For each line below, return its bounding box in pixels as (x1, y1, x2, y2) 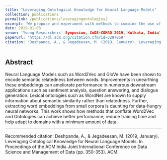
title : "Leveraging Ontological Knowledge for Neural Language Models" (5, 7, 157, 12)
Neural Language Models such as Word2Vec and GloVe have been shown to (5, 71, 162, 77)
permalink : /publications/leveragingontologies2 (5, 16, 108, 21)
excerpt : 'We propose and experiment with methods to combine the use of (5, 21, 162, 26)
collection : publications (5, 12, 59, 17)
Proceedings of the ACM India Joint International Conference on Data (5, 144, 148, 150)
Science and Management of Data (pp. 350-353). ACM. (5, 149, 119, 155)
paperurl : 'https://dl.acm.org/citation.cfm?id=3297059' (5, 35, 126, 40)
